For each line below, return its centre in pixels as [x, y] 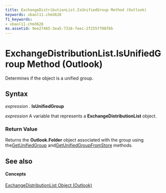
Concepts [16, 174]
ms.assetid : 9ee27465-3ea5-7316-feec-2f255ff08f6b [59, 29]
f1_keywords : [19, 19]
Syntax [17, 94]
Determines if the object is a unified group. [49, 78]
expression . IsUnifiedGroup [35, 106]
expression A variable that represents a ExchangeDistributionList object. [81, 116]
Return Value [21, 129]
